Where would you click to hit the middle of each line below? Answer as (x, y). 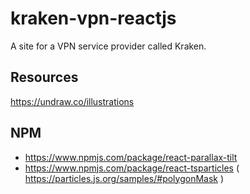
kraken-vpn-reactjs (93, 18)
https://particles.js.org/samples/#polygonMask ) (124, 178)
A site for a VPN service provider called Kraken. (108, 46)
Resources (44, 77)
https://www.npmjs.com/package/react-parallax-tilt (131, 157)
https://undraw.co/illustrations (72, 101)
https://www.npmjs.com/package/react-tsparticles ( (132, 168)
